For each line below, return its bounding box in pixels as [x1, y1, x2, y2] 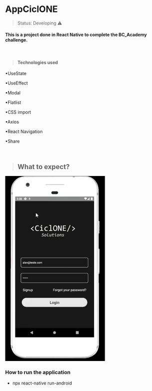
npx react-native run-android [12, 380, 72, 386]
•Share [5, 138, 20, 144]
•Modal [5, 90, 21, 96]
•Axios [5, 119, 19, 125]
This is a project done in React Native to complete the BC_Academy [5, 31, 147, 37]
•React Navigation [5, 128, 43, 134]
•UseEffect [5, 80, 28, 86]
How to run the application [5, 369, 71, 376]
